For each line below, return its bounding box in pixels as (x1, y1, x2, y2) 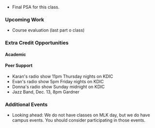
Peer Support (5, 63, 33, 69)
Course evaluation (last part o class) (12, 27, 85, 33)
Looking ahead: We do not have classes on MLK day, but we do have (12, 112, 150, 118)
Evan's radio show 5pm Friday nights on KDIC (12, 79, 104, 85)
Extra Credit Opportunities (5, 39, 69, 46)
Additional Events (5, 101, 48, 108)
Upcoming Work (5, 16, 45, 23)
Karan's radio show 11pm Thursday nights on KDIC (12, 73, 113, 79)
